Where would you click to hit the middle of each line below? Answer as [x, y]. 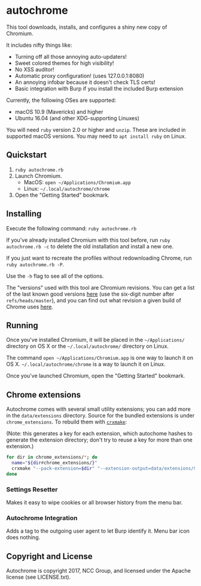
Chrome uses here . [30, 306]
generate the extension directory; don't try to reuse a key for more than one [99, 440]
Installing [24, 214]
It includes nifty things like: [39, 45]
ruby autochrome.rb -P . [35, 264]
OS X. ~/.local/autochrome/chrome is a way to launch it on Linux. [86, 364]
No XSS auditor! [35, 69]
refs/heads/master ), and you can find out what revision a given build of [94, 300]
